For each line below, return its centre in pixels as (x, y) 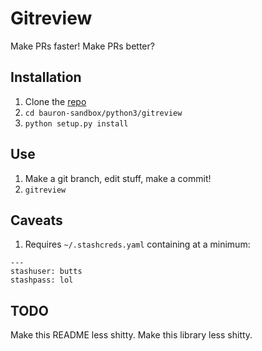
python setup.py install (76, 123)
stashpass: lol (42, 280)
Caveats (36, 220)
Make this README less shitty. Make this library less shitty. (131, 335)
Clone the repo (55, 101)
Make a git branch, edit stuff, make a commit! (118, 178)
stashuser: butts (46, 272)
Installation (46, 77)
